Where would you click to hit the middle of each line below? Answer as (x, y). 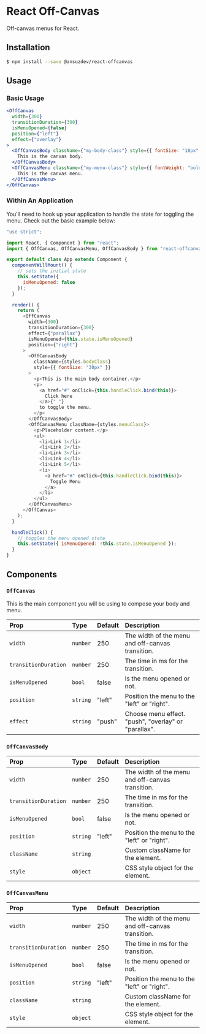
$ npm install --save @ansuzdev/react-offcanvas (70, 62)
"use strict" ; (25, 232)
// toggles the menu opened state (61, 538)
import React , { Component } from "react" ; (63, 243)
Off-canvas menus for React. (43, 28)
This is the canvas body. (51, 157)
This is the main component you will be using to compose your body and (98, 603)
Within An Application (40, 200)
